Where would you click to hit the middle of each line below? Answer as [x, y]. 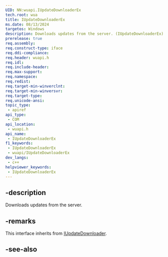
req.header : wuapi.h [27, 58]
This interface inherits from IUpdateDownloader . [56, 233]
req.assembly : [20, 44]
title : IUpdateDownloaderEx [35, 19]
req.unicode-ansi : [25, 100]
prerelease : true [24, 39]
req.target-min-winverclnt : [35, 86]
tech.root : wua [22, 15]
